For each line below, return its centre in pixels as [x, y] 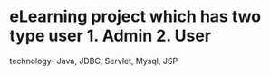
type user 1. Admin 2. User [110, 36]
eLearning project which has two [135, 17]
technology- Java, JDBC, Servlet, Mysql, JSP [94, 61]
